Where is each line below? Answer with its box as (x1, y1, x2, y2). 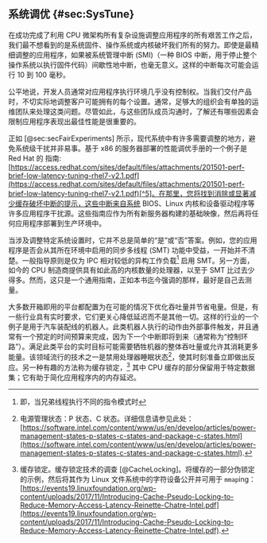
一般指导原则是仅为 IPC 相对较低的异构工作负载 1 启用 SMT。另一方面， (21, 254, 254, 265)
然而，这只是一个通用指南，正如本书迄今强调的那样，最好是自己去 (29, 275, 245, 285)
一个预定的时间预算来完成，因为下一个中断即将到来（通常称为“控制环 (21, 332, 249, 342)
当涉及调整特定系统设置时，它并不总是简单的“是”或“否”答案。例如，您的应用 (8, 235, 257, 245)
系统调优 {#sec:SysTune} (8, 7, 135, 21)
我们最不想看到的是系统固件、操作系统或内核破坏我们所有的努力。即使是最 (8, 40, 252, 49)
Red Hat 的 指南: (8, 153, 62, 163)
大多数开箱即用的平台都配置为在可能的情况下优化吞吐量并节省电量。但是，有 (8, 302, 259, 312)
